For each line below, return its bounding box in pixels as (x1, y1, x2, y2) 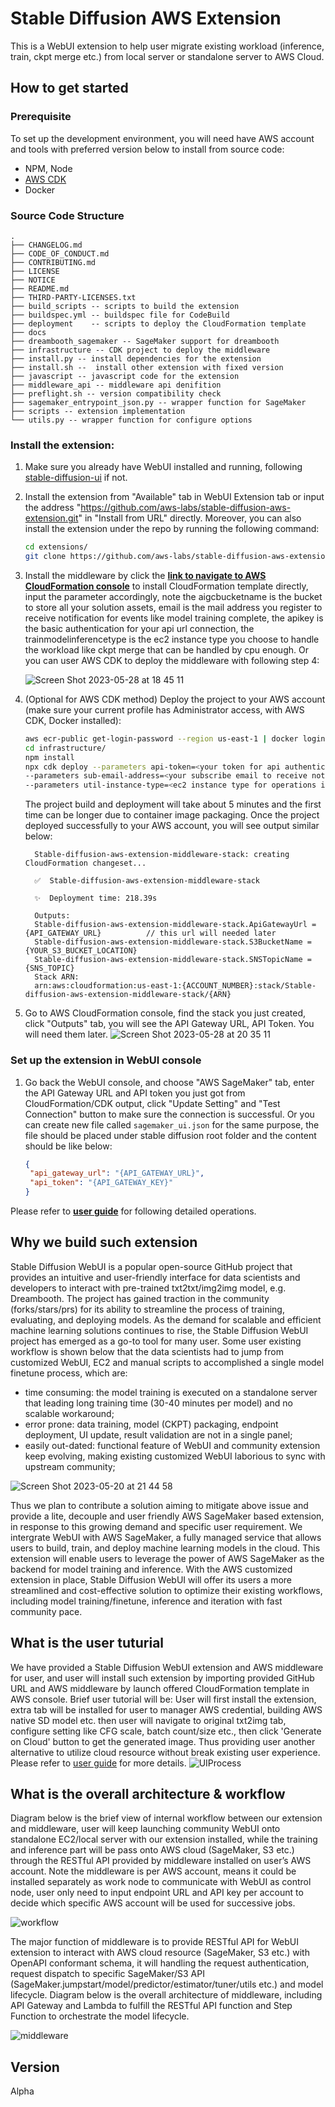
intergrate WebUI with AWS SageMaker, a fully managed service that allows (10, 1531, 322, 1543)
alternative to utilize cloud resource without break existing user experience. (10, 1746, 321, 1758)
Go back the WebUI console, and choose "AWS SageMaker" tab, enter (24, 1076, 315, 1088)
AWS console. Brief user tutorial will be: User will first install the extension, (10, 1693, 317, 1705)
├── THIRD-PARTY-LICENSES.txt (10, 292, 137, 302)
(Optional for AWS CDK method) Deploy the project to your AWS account (24, 693, 326, 705)
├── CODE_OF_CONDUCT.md (10, 248, 110, 259)
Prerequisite (10, 110, 72, 124)
